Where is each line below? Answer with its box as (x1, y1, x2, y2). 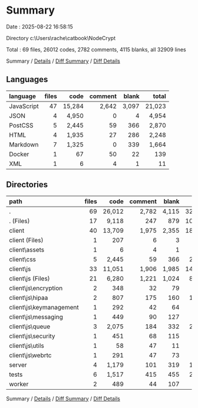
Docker (9, 150, 29, 158)
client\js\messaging (9, 312, 64, 321)
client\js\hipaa (9, 293, 48, 302)
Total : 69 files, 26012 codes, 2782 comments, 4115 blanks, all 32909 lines (6, 45, 187, 53)
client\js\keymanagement (9, 303, 79, 311)
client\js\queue (9, 322, 51, 331)
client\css (9, 255, 37, 263)
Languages (6, 74, 48, 84)
